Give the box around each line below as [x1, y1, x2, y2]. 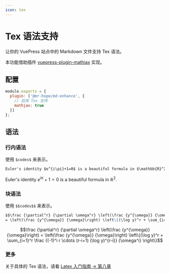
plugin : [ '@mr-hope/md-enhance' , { [10, 94, 85, 99]
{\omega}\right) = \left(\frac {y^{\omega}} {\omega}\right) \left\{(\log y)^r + [7, 232, 163, 238]
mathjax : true [14, 103, 44, 108]
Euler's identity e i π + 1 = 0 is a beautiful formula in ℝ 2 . [5, 176, 117, 182]
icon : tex [5, 7, 26, 13]
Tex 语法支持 [5, 31, 59, 42]
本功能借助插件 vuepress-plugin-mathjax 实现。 [5, 59, 105, 65]
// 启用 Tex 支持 [14, 98, 48, 103]
